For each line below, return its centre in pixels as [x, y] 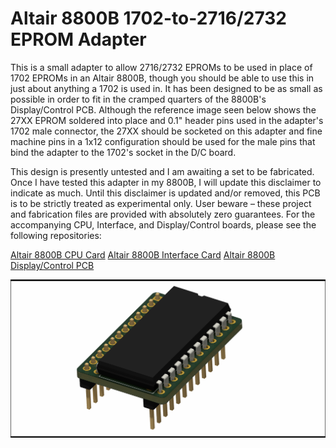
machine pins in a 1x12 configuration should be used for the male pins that [163, 141]
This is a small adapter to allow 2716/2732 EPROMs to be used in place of [161, 67]
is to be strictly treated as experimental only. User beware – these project [161, 203]
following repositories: [56, 235]
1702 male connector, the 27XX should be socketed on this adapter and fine [166, 131]
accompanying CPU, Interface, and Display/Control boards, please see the [163, 224]
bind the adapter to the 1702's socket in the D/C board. [123, 152]
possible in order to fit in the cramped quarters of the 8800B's [138, 99]
